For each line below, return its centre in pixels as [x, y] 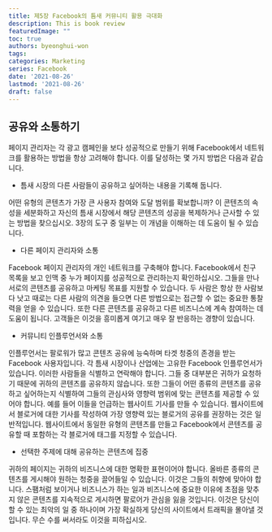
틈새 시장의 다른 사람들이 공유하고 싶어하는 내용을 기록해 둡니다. [121, 185]
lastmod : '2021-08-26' [47, 84]
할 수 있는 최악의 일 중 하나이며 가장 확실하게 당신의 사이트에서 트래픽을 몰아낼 [132, 510]
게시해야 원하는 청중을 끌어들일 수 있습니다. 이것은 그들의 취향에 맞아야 [141, 479]
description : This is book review [67, 24]
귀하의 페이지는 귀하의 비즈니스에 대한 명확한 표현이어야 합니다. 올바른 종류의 [130, 469]
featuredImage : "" [39, 31]
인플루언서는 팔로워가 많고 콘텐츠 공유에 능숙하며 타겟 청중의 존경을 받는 [122, 353]
